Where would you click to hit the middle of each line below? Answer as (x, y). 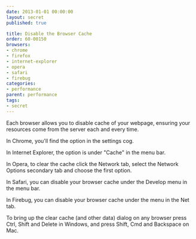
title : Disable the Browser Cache (49, 33)
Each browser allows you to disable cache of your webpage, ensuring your (98, 122)
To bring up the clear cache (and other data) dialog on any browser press (97, 217)
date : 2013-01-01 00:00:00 (40, 12)
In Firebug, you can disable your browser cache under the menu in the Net (98, 200)
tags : (13, 100)
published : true (26, 23)
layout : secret (25, 17)
